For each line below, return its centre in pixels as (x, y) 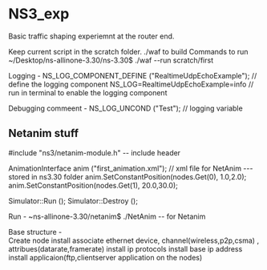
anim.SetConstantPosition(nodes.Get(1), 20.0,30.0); (93, 185)
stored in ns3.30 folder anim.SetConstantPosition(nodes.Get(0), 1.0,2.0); (127, 176)
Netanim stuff (43, 133)
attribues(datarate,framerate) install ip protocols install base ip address (125, 248)
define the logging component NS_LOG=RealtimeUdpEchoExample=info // (131, 84)
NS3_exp (39, 14)
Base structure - (35, 232)
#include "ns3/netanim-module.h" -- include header (95, 152)
